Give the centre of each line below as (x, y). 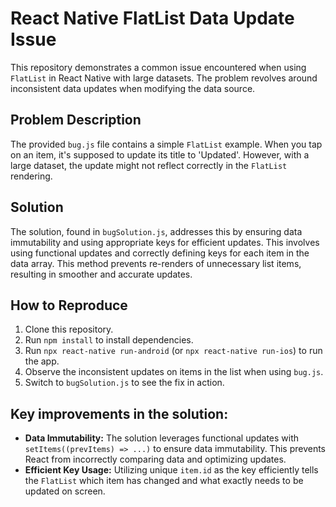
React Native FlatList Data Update (152, 18)
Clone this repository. (69, 329)
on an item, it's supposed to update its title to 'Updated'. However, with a (160, 154)
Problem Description (76, 120)
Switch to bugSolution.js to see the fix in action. (124, 383)
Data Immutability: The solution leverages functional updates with (162, 438)
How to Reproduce (69, 305)
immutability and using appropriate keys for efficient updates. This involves (165, 242)
